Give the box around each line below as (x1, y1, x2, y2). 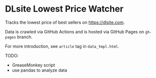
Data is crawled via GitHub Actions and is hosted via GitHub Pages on (5, 29, 144, 34)
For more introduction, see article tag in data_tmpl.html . (5, 43, 120, 49)
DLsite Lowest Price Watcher (5, 3, 124, 15)
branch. (16, 34, 33, 40)
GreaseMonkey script (12, 62, 55, 68)
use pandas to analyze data (12, 67, 67, 73)
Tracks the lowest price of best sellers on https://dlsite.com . (5, 19, 125, 25)
